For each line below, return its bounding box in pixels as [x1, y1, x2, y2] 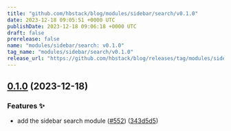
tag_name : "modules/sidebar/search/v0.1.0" [7, 49, 134, 56]
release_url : [7, 55, 45, 62]
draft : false [7, 29, 45, 37]
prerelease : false [7, 36, 60, 43]
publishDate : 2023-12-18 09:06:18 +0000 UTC [7, 23, 137, 30]
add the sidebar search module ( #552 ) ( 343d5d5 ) [16, 117, 159, 125]
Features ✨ [7, 101, 45, 111]
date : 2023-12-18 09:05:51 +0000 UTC [7, 17, 115, 23]
